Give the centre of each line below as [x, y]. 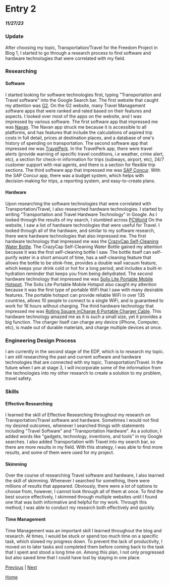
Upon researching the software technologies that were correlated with [78, 204]
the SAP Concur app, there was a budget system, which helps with [75, 175]
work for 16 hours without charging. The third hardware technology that [79, 306]
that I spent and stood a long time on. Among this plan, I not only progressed [85, 552]
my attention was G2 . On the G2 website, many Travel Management [75, 105]
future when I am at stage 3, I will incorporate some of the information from [83, 368]
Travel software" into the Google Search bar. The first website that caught [82, 100]
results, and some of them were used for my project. [60, 453]
